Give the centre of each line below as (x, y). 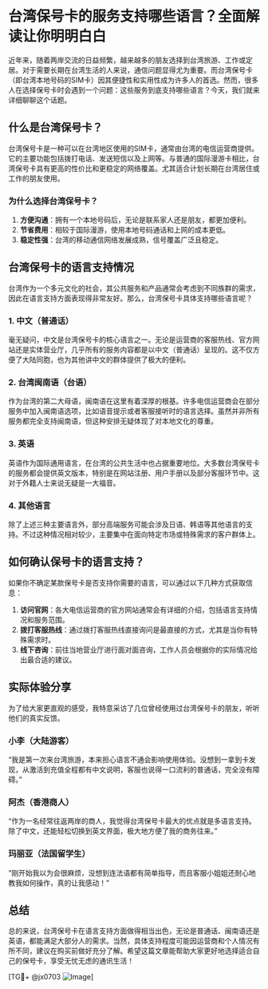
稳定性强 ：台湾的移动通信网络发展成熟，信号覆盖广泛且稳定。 (121, 240)
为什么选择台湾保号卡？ (53, 201)
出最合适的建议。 (48, 659)
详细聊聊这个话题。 (40, 100)
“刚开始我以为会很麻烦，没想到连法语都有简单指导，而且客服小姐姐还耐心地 (132, 872)
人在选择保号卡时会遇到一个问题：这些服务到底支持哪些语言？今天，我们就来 (134, 89)
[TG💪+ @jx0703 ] (51, 977)
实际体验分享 (40, 687)
